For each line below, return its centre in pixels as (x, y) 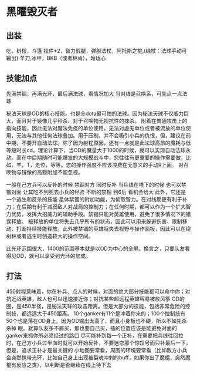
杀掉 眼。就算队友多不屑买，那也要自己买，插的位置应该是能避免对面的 (91, 328)
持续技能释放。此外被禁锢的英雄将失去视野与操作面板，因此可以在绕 (108, 228)
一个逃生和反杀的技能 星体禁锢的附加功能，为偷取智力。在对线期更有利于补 (97, 199)
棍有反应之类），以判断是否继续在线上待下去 (59, 365)
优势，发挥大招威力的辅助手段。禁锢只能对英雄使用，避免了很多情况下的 (98, 214)
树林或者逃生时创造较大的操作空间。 (50, 236)
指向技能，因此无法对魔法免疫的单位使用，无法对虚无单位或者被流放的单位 (96, 128)
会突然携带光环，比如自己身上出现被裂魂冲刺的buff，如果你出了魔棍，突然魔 (98, 357)
